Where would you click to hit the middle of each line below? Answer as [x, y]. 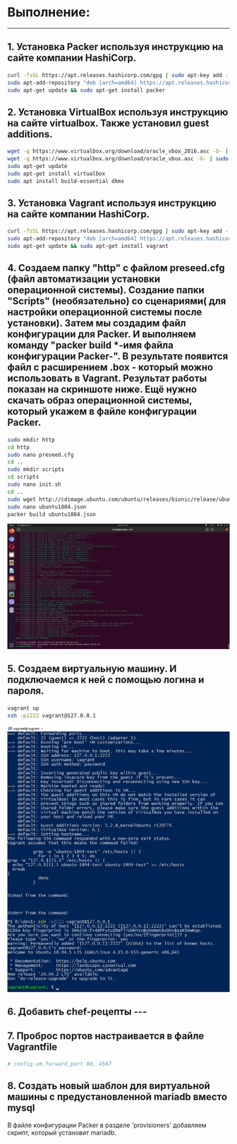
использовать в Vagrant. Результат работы [107, 379]
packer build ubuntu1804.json [52, 514]
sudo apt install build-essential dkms [66, 181]
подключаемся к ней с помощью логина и [106, 680]
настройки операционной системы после [105, 312]
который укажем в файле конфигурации [102, 411]
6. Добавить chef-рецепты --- [77, 1012]
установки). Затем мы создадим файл [97, 323]
